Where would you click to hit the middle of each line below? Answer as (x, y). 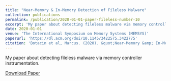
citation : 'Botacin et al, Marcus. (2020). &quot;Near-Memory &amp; (79, 43)
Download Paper (23, 73)
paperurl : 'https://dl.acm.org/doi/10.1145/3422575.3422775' (72, 39)
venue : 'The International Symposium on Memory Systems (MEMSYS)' (77, 34)
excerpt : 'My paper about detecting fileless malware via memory (76, 24)
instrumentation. (22, 63)
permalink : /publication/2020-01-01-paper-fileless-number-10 (73, 19)
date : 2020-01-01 (24, 29)
